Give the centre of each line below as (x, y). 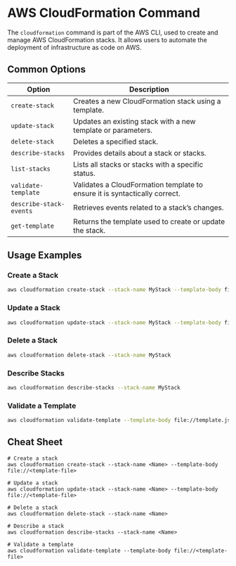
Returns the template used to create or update (149, 221)
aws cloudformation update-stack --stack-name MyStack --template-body (114, 322)
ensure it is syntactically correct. (127, 193)
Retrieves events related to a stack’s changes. (149, 207)
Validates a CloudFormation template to (138, 184)
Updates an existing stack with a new (135, 121)
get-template (33, 226)
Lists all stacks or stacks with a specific (138, 165)
